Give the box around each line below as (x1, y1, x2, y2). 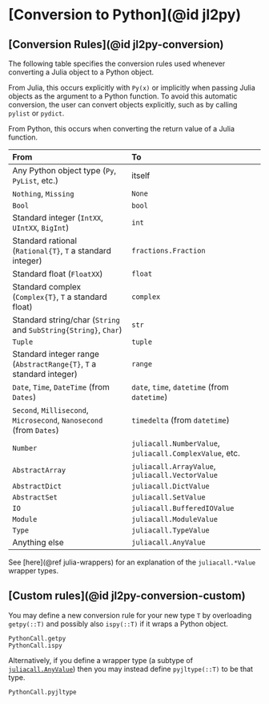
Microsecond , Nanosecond (12, 415, 103, 426)
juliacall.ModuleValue (131, 515, 219, 524)
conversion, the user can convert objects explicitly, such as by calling (8, 100, 238, 109)
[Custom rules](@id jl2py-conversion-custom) (8, 589, 246, 603)
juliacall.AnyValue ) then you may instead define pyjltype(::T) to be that (8, 664, 254, 674)
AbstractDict (12, 482, 62, 491)
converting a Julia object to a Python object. (8, 67, 155, 77)
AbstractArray (12, 466, 66, 475)
